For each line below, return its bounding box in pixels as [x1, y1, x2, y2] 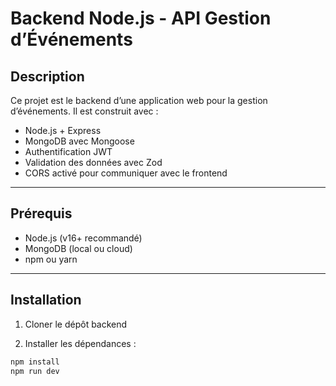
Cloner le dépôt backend [24, 318, 128, 330]
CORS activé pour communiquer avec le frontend [24, 167, 228, 179]
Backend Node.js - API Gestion [10, 7, 272, 30]
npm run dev [10, 366, 60, 376]
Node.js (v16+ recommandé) [24, 232, 143, 244]
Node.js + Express [24, 125, 102, 136]
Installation [10, 292, 82, 309]
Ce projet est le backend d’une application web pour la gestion [10, 95, 268, 106]
